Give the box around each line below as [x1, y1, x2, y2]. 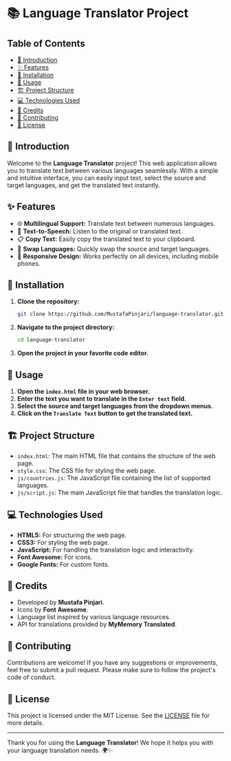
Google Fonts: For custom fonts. [16, 560, 110, 568]
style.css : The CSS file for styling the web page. [16, 466, 157, 475]
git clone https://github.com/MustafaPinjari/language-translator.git [16, 311, 224, 317]
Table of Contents [7, 37, 86, 49]
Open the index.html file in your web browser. [16, 387, 150, 395]
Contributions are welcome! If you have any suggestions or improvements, [7, 658, 218, 667]
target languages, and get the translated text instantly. [7, 180, 160, 189]
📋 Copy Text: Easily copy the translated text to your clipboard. [16, 235, 196, 243]
